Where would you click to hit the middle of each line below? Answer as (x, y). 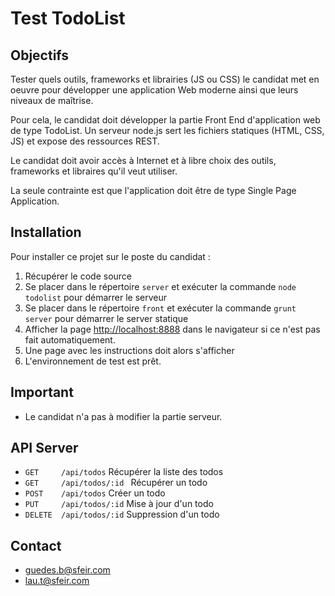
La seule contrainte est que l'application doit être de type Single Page (153, 190)
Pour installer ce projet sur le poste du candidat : (110, 256)
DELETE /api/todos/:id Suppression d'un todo (122, 514)
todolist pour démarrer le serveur (96, 297)
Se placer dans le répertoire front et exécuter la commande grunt (160, 308)
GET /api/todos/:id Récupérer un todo (116, 483)
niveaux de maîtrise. (52, 100)
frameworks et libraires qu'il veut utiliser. (94, 171)
